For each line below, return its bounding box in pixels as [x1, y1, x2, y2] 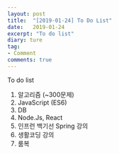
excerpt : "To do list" [7, 30, 74, 37]
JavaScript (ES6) [17, 98, 67, 107]
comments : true [7, 57, 52, 64]
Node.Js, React [17, 113, 63, 122]
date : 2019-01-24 [7, 23, 65, 30]
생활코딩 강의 [17, 130, 55, 138]
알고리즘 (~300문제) [17, 90, 74, 99]
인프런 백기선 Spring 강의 [17, 122, 89, 130]
